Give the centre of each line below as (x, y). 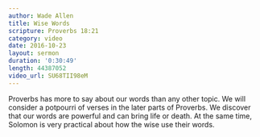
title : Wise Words (39, 23)
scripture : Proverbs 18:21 (54, 31)
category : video (35, 38)
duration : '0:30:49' (43, 61)
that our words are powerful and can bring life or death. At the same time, (130, 116)
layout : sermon (34, 53)
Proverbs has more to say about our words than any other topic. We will (127, 98)
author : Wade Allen (41, 16)
